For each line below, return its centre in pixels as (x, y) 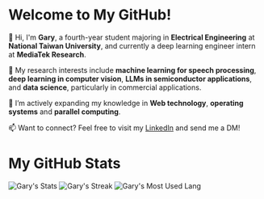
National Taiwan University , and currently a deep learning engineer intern (132, 45)
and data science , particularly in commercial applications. (105, 87)
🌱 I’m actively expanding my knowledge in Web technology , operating (126, 103)
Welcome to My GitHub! (90, 15)
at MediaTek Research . (47, 54)
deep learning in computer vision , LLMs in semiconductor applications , (130, 78)
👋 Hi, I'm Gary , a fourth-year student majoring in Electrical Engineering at (132, 37)
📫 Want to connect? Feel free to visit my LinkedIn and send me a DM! (124, 128)
